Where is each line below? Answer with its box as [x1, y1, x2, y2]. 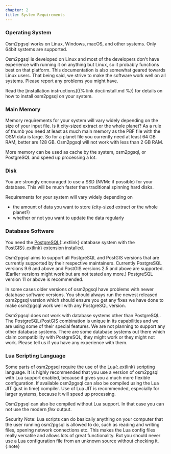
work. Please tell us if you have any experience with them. [5, 339, 128, 345]
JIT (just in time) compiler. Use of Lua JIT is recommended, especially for [5, 385, 160, 391]
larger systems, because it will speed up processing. [5, 391, 116, 397]
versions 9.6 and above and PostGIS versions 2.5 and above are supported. [5, 265, 164, 271]
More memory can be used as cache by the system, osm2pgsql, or [5, 149, 146, 155]
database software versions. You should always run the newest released [5, 292, 158, 298]
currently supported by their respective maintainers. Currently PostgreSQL [5, 260, 162, 266]
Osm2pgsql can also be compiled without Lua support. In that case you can [5, 400, 164, 407]
